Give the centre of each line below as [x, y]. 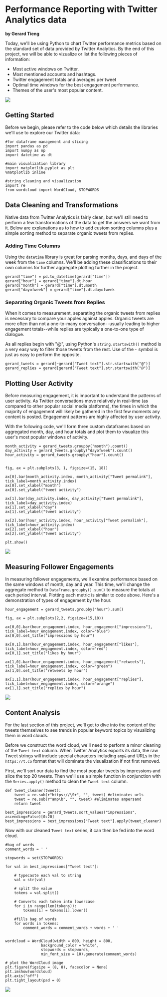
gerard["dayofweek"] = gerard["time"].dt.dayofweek [60, 290]
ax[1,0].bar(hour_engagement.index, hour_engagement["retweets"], [76, 662]
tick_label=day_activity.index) [39, 503]
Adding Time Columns [33, 246]
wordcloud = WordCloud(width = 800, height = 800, [59, 941]
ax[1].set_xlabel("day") [31, 507]
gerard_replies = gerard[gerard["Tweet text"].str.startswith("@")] [78, 368]
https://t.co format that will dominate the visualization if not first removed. [83, 761]
